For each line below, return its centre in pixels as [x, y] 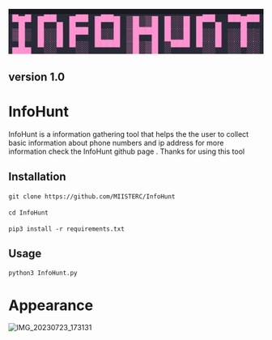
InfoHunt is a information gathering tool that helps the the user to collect [129, 134]
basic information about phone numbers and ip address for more [116, 142]
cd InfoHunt [28, 212]
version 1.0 [37, 76]
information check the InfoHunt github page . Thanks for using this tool [127, 151]
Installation [37, 177]
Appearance [51, 305]
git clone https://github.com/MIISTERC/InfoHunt [92, 196]
